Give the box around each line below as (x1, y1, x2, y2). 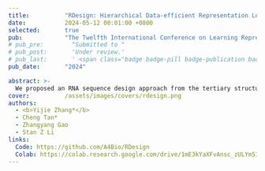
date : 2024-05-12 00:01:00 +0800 (8, 19, 154, 27)
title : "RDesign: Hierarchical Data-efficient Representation (8, 11, 248, 20)
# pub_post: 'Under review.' (8, 48, 125, 56)
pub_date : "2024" (8, 63, 87, 71)
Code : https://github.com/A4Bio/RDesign (15, 143, 150, 151)
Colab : (15, 151, 37, 158)
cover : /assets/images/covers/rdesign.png (8, 91, 181, 99)
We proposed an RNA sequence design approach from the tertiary (15, 84, 231, 92)
